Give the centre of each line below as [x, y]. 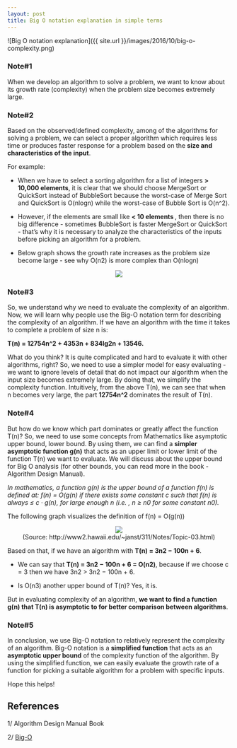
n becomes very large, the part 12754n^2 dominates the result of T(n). [110, 395]
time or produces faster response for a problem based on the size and [110, 146]
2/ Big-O [20, 737]
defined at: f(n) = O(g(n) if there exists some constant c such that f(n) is [112, 495]
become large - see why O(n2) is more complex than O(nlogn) [108, 261]
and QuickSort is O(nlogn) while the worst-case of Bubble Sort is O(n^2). [123, 203]
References [33, 707]
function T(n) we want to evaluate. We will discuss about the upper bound [115, 458]
